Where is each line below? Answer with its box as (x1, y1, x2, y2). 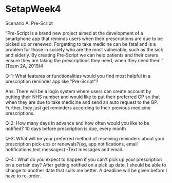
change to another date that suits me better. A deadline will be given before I (5, 167, 167, 173)
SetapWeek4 (5, 3, 61, 15)
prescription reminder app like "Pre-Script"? (5, 78, 99, 84)
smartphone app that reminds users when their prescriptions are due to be (5, 35, 163, 42)
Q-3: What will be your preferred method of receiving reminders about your (5, 135, 165, 141)
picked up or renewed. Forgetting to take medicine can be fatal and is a (5, 41, 156, 47)
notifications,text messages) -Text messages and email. (5, 146, 123, 152)
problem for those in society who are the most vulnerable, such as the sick (5, 46, 163, 52)
